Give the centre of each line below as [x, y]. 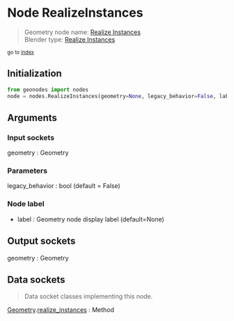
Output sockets [41, 241]
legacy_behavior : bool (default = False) [64, 186]
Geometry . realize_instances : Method [61, 310]
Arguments [32, 117]
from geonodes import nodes [48, 89]
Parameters [27, 171]
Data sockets [36, 280]
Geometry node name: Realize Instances [83, 32]
